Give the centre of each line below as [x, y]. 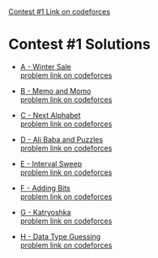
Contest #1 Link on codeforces [60, 12]
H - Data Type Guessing [60, 236]
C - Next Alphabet [50, 115]
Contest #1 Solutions [80, 44]
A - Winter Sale [45, 66]
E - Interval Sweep [51, 163]
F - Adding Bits [45, 188]
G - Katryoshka [45, 212]
